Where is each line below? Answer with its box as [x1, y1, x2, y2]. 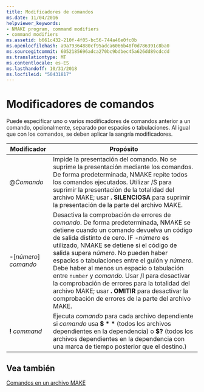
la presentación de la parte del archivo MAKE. [52, 201, 183, 209]
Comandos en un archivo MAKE [6, 379, 86, 387]
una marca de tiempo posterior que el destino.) [52, 342, 187, 351]
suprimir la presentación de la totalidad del [52, 186, 174, 194]
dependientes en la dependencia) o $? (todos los [52, 327, 193, 335]
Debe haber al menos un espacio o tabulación [52, 264, 184, 273]
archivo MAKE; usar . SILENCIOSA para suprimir [52, 193, 190, 201]
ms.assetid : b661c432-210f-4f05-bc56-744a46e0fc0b [6, 37, 137, 43]
